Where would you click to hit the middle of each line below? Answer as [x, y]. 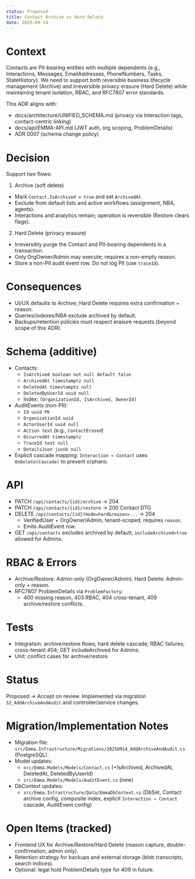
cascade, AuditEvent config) [58, 804]
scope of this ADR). [38, 328]
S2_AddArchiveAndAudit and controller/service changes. [73, 702]
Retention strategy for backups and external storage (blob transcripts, [99, 857]
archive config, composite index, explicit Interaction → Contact [100, 798]
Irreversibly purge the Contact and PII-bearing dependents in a [90, 245]
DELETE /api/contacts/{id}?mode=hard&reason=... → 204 [85, 514]
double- [176, 844]
